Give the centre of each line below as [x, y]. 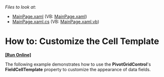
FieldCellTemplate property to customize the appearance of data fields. [78, 69]
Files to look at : [21, 7]
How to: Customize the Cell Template [82, 41]
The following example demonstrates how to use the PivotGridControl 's [78, 64]
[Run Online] [18, 55]
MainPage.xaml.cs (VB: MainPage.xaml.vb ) [56, 22]
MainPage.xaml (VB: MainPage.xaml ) [50, 16]
